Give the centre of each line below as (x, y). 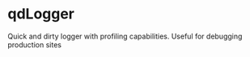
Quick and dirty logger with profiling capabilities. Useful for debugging (125, 36)
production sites (35, 44)
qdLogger (41, 14)
